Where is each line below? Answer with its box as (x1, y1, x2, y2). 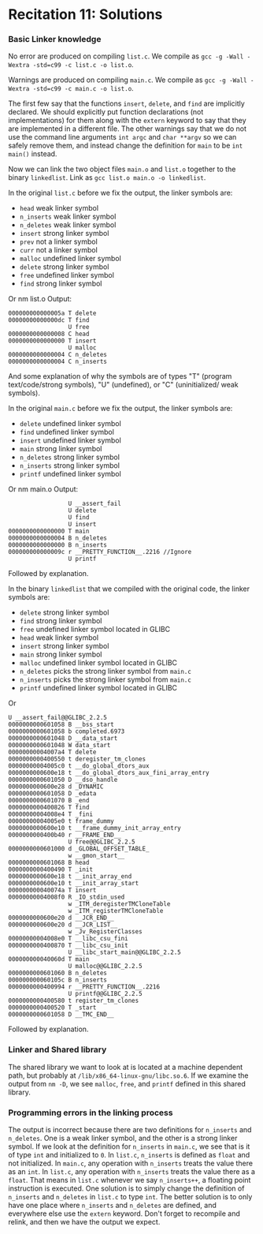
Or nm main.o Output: (8, 484, 79, 494)
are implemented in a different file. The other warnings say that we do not (8, 124, 246, 133)
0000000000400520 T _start (8, 1004, 97, 1012)
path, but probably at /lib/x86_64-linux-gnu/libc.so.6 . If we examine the (8, 1071, 250, 1080)
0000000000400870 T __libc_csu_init (8, 941, 128, 950)
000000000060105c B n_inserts (8, 976, 108, 984)
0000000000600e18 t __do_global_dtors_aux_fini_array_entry (8, 769, 210, 777)
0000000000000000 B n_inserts (8, 541, 108, 549)
